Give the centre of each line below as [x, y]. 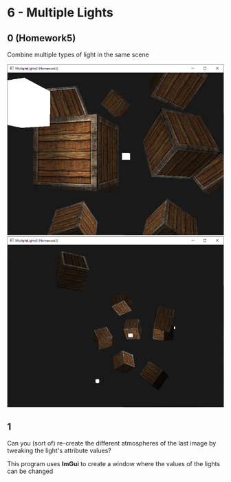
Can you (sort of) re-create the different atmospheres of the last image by [112, 443]
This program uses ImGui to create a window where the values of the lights [114, 464]
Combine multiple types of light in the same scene [78, 54]
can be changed [30, 471]
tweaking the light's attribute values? [59, 451]
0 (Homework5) [42, 38]
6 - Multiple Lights [60, 13]
